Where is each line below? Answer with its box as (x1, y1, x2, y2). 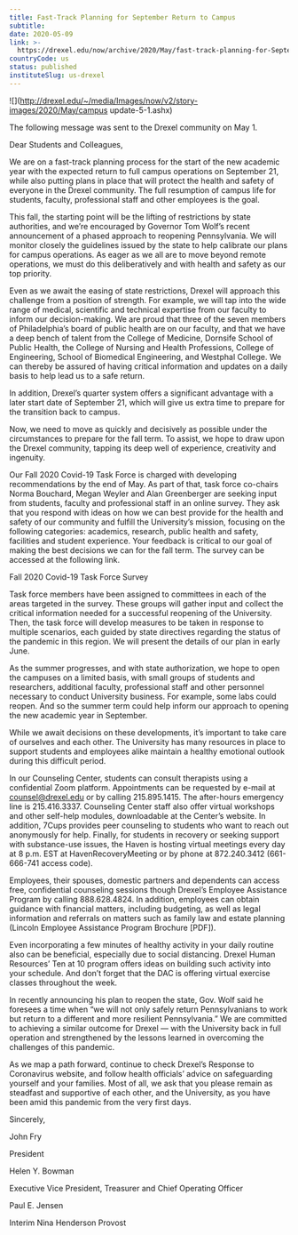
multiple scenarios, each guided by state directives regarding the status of (9, 626, 281, 637)
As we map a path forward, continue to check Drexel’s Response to (9, 1059, 255, 1070)
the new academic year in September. (9, 710, 148, 720)
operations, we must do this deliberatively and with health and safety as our (9, 259, 286, 269)
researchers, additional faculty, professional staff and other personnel (9, 681, 264, 692)
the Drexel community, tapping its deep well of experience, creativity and (9, 442, 277, 453)
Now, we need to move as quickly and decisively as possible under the (9, 423, 268, 434)
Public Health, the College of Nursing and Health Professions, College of (9, 341, 274, 352)
